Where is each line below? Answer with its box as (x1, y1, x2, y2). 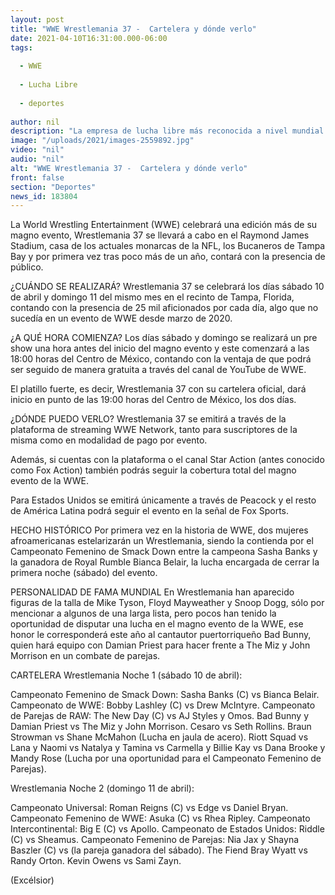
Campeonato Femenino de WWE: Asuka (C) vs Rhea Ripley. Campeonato (10, 812, 311, 825)
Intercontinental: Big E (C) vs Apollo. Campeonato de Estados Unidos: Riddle (10, 823, 325, 835)
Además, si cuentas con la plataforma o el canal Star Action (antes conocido (10, 454, 325, 466)
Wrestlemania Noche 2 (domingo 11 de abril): (10, 782, 195, 795)
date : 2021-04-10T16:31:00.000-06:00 (10, 33, 168, 43)
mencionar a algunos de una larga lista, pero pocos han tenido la (10, 607, 277, 620)
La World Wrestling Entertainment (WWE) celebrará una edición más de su (10, 219, 318, 231)
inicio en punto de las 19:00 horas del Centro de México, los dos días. (10, 394, 297, 406)
